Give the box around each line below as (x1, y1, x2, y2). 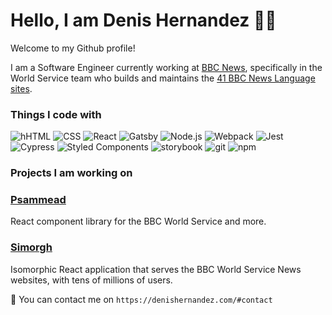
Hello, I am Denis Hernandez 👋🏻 (10, 9, 277, 32)
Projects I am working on (10, 166, 133, 180)
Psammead (10, 193, 67, 207)
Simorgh (10, 240, 53, 254)
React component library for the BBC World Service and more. (10, 215, 267, 228)
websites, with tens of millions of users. (10, 274, 173, 286)
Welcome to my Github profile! (10, 42, 136, 54)
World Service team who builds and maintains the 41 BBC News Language (10, 72, 316, 84)
